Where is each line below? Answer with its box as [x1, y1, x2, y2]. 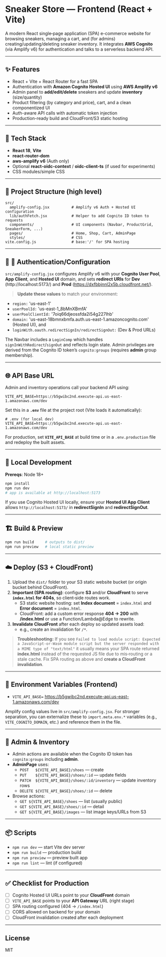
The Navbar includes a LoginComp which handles [5, 337, 103, 342]
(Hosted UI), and [12, 322, 46, 328]
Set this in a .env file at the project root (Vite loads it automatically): [5, 407, 142, 413]
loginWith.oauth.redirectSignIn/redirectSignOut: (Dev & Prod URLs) [12, 327, 156, 333]
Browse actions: [12, 793, 45, 799]
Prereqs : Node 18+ [5, 471, 44, 477]
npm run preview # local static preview [5, 544, 94, 550]
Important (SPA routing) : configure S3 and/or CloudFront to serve [12, 589, 149, 595]
